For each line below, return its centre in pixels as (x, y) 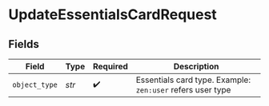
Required (110, 67)
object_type (35, 85)
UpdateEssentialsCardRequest (113, 15)
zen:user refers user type (183, 90)
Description (196, 67)
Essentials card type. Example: (193, 80)
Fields (24, 44)
